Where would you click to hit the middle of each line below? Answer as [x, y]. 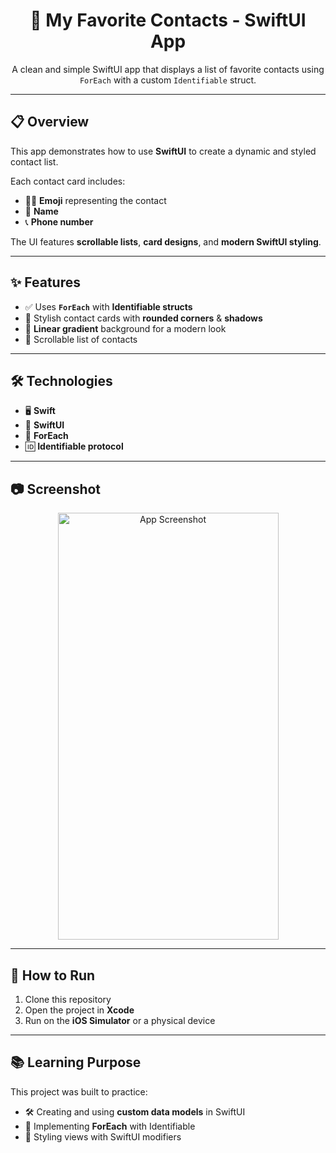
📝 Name [41, 211]
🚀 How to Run [53, 975]
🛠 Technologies [61, 380]
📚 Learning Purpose [76, 1062]
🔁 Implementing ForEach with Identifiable [110, 1126]
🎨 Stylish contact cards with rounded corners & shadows [143, 318]
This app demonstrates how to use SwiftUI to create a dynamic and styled [163, 151]
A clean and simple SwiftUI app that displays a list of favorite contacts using [168, 69]
